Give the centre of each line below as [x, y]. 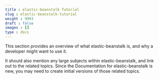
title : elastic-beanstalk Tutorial [42, 10]
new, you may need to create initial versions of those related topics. [73, 71]
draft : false [19, 23]
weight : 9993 [19, 19]
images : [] [17, 28]
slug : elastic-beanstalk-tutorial [41, 14]
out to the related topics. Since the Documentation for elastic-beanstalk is [79, 66]
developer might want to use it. [36, 51]
